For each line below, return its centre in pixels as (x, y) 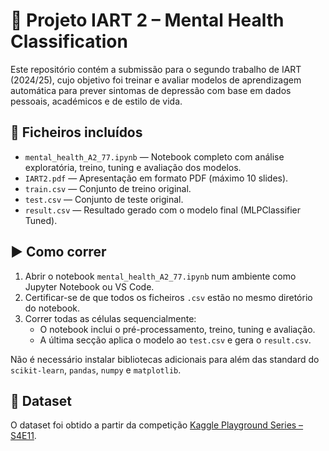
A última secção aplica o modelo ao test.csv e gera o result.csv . (175, 340)
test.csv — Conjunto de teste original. (104, 199)
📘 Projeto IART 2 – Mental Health (147, 20)
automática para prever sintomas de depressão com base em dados (151, 90)
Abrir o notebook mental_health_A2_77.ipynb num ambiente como (160, 276)
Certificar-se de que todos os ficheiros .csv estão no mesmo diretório (168, 297)
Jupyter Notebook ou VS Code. (89, 286)
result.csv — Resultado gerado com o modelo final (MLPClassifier (163, 210)
